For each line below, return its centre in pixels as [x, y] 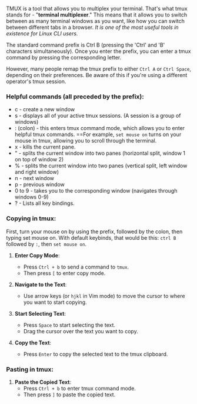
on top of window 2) [39, 160]
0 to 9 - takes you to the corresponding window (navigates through [96, 191]
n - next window [34, 178]
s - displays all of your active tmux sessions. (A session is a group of [98, 116]
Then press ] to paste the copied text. [69, 395]
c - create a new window [45, 110]
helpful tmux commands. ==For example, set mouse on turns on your [98, 134]
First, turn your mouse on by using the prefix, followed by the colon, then [94, 231]
